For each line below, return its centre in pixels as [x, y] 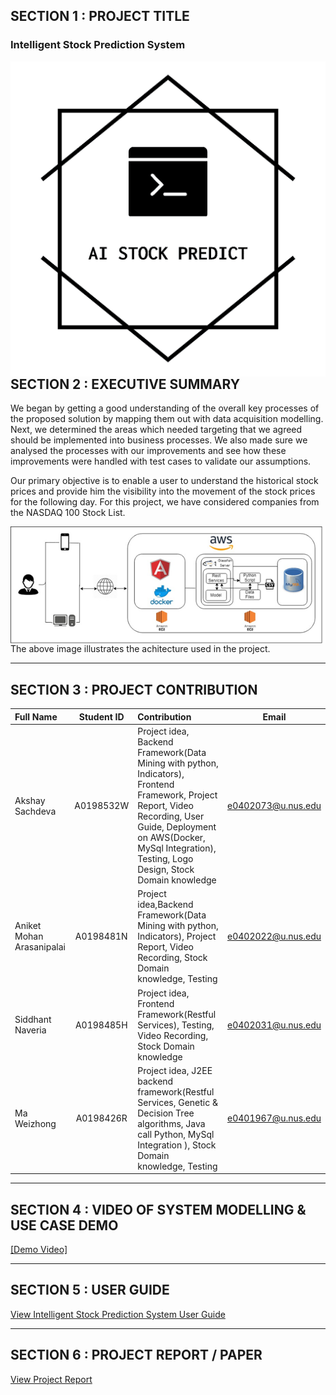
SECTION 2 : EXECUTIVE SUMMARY [125, 384]
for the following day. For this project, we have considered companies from [165, 502]
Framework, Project [177, 795]
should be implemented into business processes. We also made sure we [159, 440]
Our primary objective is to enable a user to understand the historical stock [164, 481]
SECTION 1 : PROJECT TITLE [100, 16]
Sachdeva [35, 811]
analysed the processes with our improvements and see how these [148, 451]
